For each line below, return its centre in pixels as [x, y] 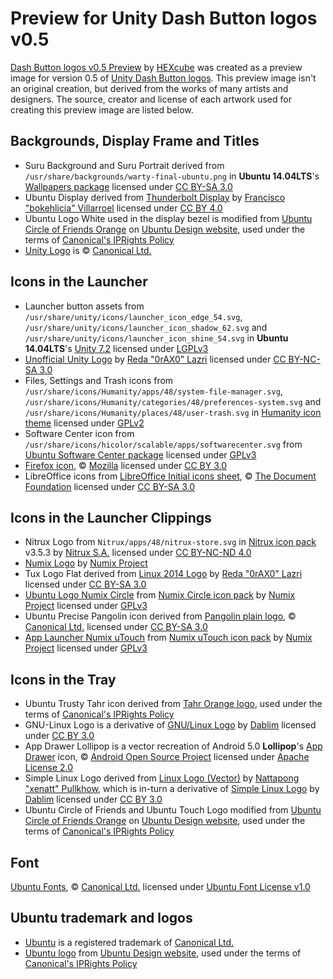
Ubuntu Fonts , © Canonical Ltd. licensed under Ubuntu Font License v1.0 [160, 886]
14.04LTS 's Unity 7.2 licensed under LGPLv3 [116, 348]
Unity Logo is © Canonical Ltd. [88, 250]
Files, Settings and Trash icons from [99, 380]
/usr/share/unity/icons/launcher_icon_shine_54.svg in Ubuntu [156, 338]
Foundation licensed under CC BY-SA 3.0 [110, 486]
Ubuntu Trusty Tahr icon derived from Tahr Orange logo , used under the [173, 704]
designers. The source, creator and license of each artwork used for [151, 99]
